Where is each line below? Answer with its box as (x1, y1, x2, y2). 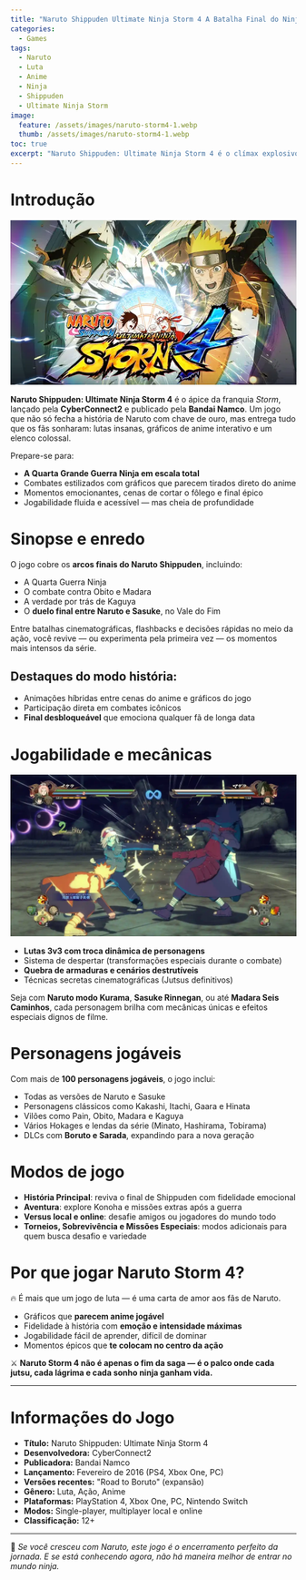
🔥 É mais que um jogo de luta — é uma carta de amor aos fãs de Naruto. (10, 1292, 281, 1303)
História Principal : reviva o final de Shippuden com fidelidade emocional (23, 1191, 296, 1202)
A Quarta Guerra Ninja (23, 576, 107, 587)
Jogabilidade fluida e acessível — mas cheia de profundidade (23, 496, 255, 507)
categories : (10, 24, 55, 34)
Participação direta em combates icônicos (23, 702, 182, 714)
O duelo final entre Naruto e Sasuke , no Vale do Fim (23, 606, 222, 617)
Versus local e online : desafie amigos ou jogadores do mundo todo (23, 1211, 276, 1222)
